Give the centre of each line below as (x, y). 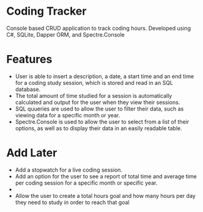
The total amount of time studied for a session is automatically (94, 95)
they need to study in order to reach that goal (72, 202)
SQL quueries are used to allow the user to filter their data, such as (99, 109)
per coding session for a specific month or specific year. (86, 183)
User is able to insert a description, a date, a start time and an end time (105, 76)
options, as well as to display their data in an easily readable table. (98, 128)
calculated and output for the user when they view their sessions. (98, 102)
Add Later (32, 153)
